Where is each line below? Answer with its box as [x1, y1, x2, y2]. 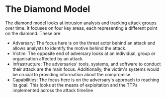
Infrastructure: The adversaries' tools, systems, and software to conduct [12, 61, 161, 67]
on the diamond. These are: [5, 30, 62, 36]
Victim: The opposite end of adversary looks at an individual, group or [12, 50, 156, 56]
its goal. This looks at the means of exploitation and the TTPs [12, 82, 138, 88]
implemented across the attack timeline [12, 87, 93, 93]
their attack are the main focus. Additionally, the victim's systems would [12, 66, 160, 72]
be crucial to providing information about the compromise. [12, 71, 132, 77]
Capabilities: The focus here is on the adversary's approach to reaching [12, 77, 160, 83]
